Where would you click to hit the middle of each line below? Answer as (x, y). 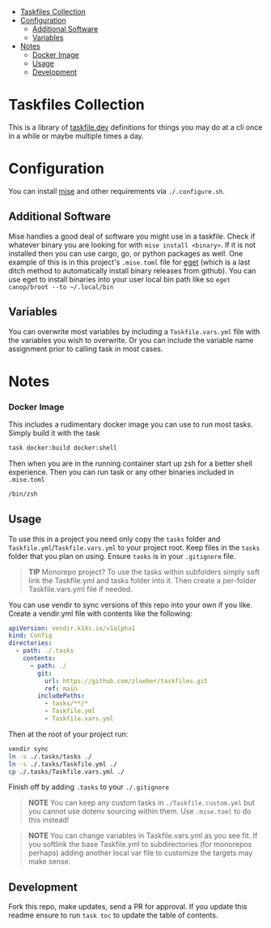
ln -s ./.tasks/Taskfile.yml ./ (63, 764)
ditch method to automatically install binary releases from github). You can (132, 270)
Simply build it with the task (54, 432)
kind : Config (30, 636)
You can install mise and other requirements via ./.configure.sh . (116, 191)
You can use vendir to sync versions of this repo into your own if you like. (131, 604)
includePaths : (61, 696)
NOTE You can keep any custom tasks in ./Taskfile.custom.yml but (141, 803)
